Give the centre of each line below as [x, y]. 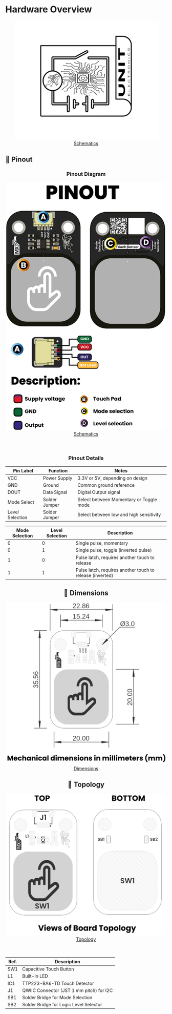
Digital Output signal [99, 492]
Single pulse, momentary [102, 543]
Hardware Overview [49, 9]
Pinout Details [86, 458]
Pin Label [23, 470]
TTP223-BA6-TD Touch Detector [58, 983]
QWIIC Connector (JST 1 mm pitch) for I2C [68, 990]
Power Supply [58, 478]
